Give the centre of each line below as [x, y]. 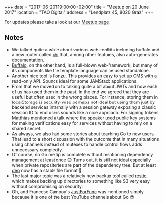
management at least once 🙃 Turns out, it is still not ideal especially [81, 160]
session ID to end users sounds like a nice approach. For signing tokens [85, 112]
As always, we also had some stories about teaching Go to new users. [83, 134]
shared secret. [27, 128]
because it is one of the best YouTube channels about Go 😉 [73, 197]
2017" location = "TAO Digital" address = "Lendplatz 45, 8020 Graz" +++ [79, 12]
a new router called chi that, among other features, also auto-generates [85, 54]
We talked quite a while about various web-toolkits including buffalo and [85, 50]
